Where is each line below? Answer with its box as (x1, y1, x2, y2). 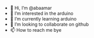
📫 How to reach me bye (10, 27, 62, 33)
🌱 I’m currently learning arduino (10, 16, 77, 22)
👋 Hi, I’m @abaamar (10, 5, 52, 11)
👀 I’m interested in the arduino (10, 10, 74, 16)
